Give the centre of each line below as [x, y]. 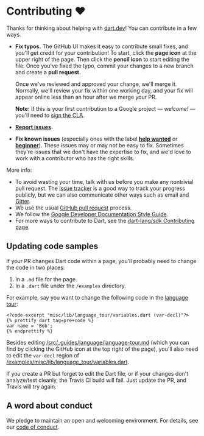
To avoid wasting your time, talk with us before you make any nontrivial [104, 181]
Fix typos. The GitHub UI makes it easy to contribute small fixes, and [101, 46]
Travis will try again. [31, 386]
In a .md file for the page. [46, 279]
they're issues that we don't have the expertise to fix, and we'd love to [103, 152]
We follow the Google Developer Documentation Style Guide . [92, 214]
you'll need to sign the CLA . [50, 115]
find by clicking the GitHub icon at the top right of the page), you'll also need [102, 349]
